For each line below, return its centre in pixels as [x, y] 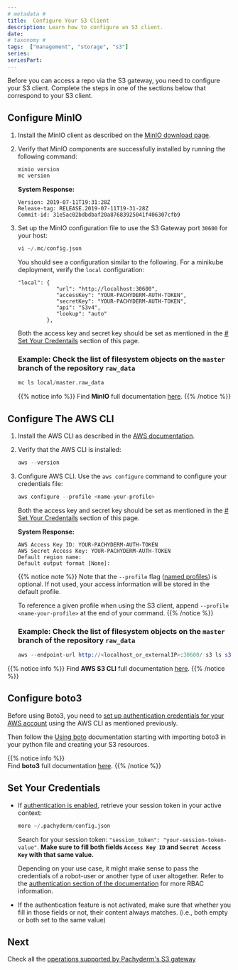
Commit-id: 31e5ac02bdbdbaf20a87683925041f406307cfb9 [99, 215]
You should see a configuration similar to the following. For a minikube [120, 262]
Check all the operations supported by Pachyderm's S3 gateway [102, 959]
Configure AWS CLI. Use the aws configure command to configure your [122, 476]
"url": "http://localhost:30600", [107, 289]
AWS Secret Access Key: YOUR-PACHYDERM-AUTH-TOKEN [94, 551]
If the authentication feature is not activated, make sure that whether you [124, 905]
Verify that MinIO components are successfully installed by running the [121, 149]
